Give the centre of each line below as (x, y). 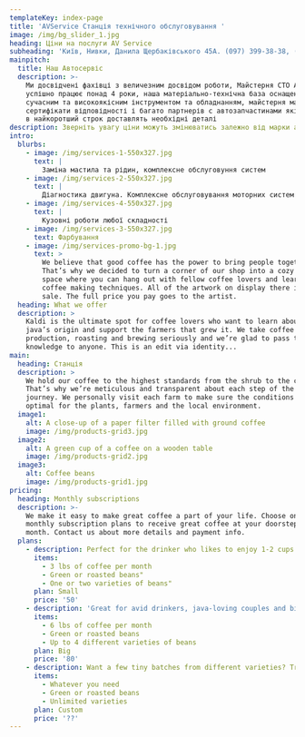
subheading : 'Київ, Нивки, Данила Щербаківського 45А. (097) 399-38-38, (150, 52)
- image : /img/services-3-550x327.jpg (99, 229)
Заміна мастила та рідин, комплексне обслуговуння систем (154, 170)
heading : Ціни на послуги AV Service (81, 43)
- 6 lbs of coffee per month (97, 625)
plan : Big (52, 651)
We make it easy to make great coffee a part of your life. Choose (156, 516)
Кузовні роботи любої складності (105, 220)
